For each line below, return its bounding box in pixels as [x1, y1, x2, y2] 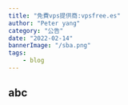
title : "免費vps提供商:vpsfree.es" [8, 11, 122, 20]
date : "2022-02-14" [8, 34, 74, 42]
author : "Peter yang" [8, 19, 81, 27]
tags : [8, 49, 26, 57]
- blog [22, 57, 45, 65]
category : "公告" [8, 26, 64, 34]
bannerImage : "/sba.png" [8, 42, 91, 50]
